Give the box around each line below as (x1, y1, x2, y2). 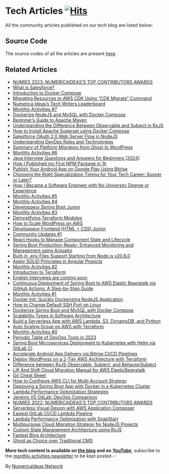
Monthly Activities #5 (12, 193, 58, 199)
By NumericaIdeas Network (5, 463, 64, 469)
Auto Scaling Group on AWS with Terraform (12, 323, 104, 329)
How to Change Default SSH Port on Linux (12, 302, 101, 308)
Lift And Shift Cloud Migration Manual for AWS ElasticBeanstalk (12, 367, 146, 373)
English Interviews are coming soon (12, 274, 88, 281)
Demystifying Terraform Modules (12, 215, 82, 221)
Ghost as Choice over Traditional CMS (12, 437, 93, 443)
